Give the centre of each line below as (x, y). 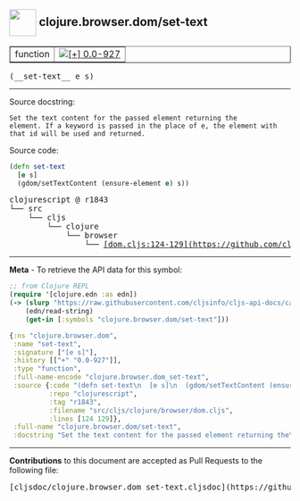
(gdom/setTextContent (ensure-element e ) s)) (104, 183)
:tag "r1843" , (75, 402)
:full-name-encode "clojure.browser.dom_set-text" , (111, 377)
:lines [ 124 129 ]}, (85, 419)
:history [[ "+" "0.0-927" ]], (67, 361)
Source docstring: (42, 101)
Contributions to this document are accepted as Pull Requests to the (136, 461)
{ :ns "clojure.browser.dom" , (63, 336)
